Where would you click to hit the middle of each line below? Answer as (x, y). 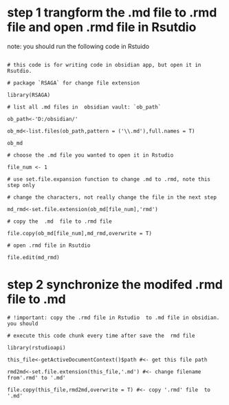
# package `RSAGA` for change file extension (73, 83)
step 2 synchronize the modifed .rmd (115, 285)
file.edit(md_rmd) (33, 257)
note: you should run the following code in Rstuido (78, 46)
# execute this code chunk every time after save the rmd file (101, 336)
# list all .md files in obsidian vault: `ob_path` (84, 107)
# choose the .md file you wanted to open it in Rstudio (90, 155)
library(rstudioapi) (37, 348)
